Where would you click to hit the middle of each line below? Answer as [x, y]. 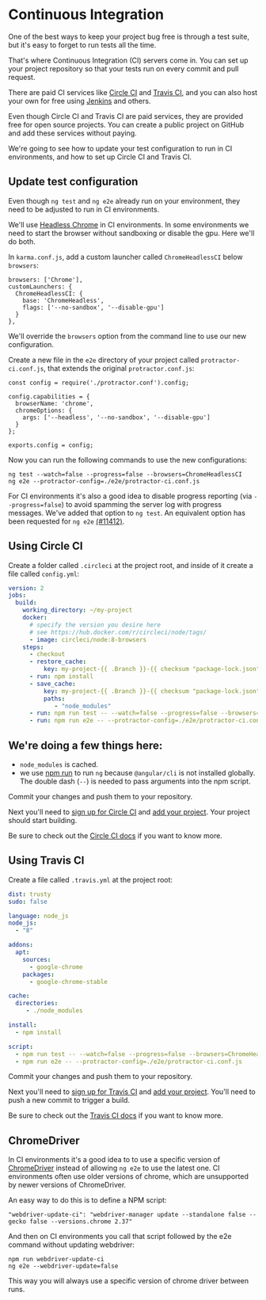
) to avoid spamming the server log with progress [141, 504]
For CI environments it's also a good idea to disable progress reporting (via [130, 496]
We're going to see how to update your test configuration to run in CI [120, 148]
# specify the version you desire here [95, 625]
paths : [54, 699]
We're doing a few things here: [85, 745]
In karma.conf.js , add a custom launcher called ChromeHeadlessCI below [125, 257]
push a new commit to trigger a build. [69, 1100]
